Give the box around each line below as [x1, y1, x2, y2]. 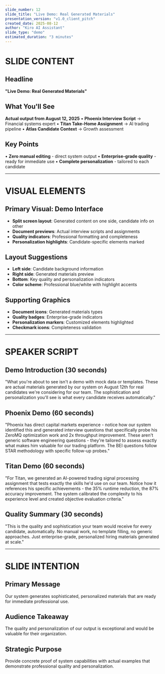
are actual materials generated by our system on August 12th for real [5, 384, 144, 390]
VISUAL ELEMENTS [5, 185, 86, 196]
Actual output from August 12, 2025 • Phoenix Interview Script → [5, 115, 141, 121]
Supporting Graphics [5, 296, 71, 304]
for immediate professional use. [5, 598, 69, 604]
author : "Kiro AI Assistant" [5, 26, 65, 30]
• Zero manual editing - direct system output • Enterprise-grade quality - [5, 153, 156, 159]
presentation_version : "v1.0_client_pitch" [5, 16, 96, 21]
